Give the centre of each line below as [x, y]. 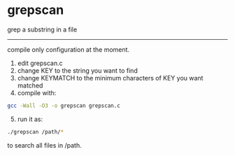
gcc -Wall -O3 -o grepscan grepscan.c [64, 106]
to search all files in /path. [44, 145]
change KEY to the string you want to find [77, 70]
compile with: [37, 92]
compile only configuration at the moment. [69, 49]
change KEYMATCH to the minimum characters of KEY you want [110, 78]
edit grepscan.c [40, 63]
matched [30, 85]
